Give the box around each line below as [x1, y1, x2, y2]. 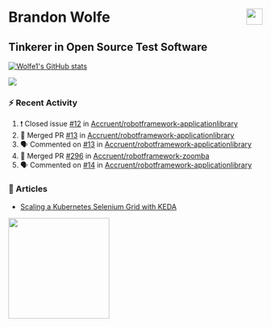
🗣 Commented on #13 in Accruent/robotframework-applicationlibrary [19, 139, 252, 149]
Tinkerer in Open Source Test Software [8, 40, 208, 54]
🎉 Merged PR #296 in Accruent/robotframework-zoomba [19, 151, 210, 161]
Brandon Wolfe [8, 8, 110, 27]
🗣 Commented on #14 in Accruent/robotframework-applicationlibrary [19, 160, 252, 170]
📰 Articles [8, 184, 48, 195]
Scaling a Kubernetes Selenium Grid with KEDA [19, 201, 177, 211]
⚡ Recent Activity [8, 97, 78, 108]
